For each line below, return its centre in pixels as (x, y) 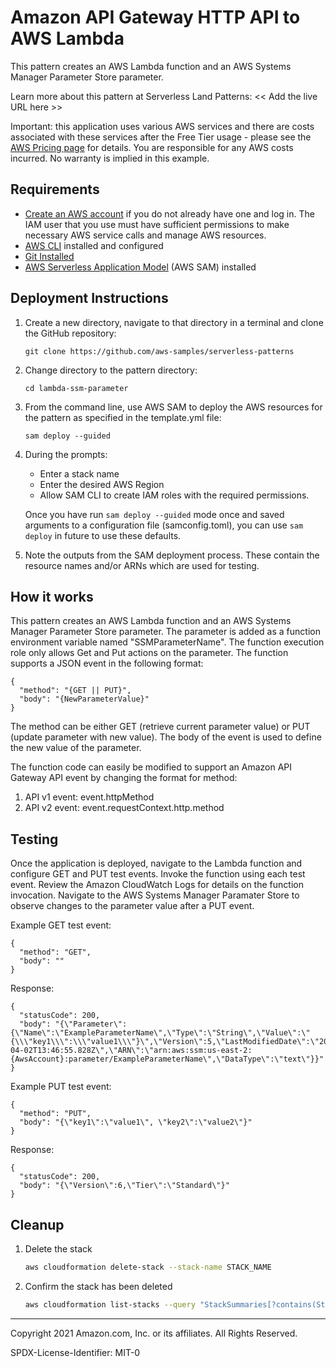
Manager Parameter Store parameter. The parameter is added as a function (165, 632)
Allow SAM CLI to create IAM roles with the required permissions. (174, 495)
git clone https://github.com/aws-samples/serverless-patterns (159, 351)
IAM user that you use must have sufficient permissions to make (157, 224)
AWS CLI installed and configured (94, 245)
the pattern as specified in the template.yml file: (123, 417)
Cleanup (37, 1224)
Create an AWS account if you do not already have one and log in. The (169, 213)
